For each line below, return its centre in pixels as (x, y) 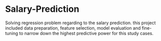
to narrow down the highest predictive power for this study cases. (86, 33)
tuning (12, 33)
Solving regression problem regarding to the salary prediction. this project (80, 23)
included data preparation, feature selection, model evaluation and (73, 28)
